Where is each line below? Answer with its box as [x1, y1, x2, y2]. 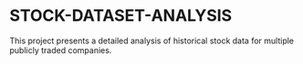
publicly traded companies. [9, 44, 112, 55]
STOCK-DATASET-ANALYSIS [9, 5, 233, 26]
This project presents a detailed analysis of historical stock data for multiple [9, 35, 295, 46]
